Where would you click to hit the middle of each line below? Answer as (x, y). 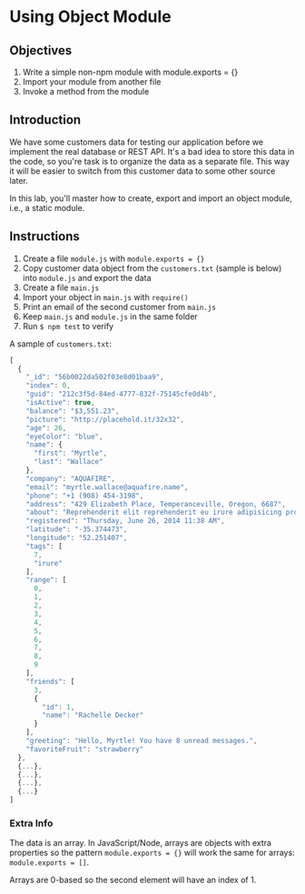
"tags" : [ (44, 546)
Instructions (44, 237)
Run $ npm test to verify (68, 326)
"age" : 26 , (46, 428)
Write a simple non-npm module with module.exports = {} (130, 72)
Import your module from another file (92, 82)
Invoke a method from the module (86, 91)
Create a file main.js (61, 287)
